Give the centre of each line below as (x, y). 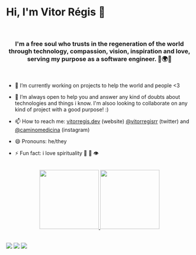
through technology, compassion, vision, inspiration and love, (99, 51)
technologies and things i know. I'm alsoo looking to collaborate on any (101, 104)
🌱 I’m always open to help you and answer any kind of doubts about (97, 97)
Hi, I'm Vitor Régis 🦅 (56, 12)
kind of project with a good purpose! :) (62, 109)
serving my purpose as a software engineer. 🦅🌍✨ (99, 59)
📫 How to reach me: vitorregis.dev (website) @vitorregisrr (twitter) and (102, 121)
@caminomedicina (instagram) (52, 130)
